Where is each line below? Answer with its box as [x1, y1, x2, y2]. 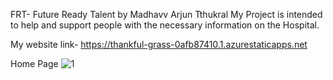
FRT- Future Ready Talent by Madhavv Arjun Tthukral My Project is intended [10, 9, 323, 20]
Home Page [10, 58, 59, 69]
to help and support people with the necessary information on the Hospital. [10, 19, 320, 31]
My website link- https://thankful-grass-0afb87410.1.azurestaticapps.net [10, 39, 308, 50]
